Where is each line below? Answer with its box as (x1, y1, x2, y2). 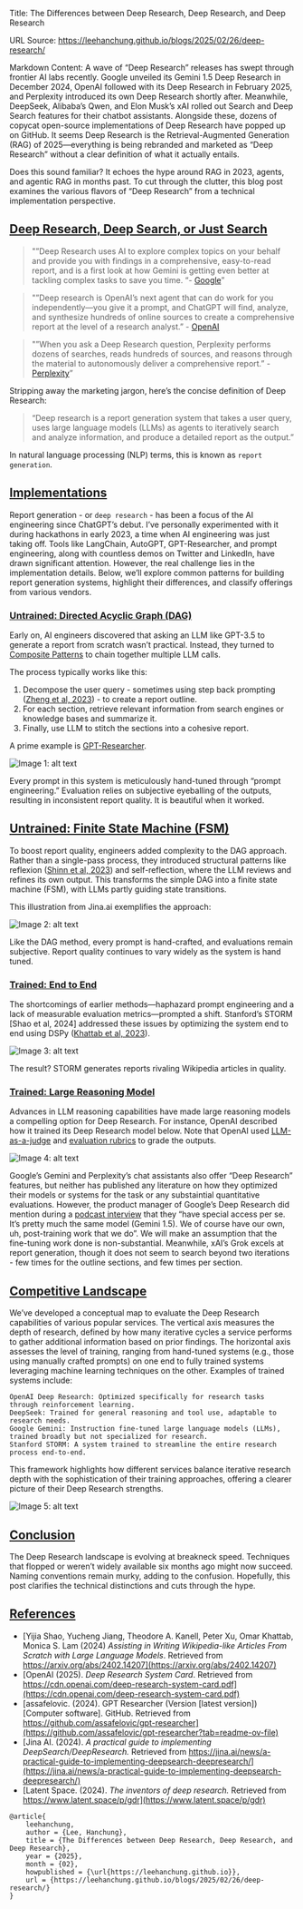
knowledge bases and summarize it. (22, 712, 157, 724)
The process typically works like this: (9, 666, 147, 677)
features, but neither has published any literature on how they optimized (9, 1180, 278, 1191)
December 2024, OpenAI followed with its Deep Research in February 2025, (9, 82, 293, 92)
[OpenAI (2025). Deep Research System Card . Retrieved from (22, 1669, 253, 1679)
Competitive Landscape (9, 1283, 147, 1298)
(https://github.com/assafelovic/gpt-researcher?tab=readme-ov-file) (22, 1727, 279, 1738)
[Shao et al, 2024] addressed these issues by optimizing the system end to (9, 1018, 289, 1029)
